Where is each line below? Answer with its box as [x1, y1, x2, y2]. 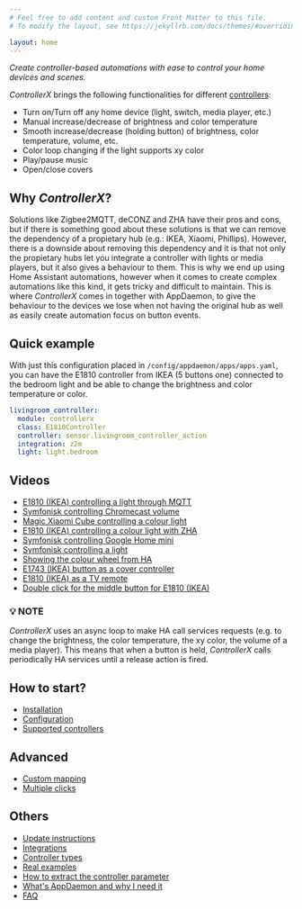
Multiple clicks [22, 782, 76, 793]
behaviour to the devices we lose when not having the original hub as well [9, 301, 283, 311]
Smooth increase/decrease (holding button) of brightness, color [22, 126, 259, 137]
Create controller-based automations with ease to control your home [9, 62, 265, 73]
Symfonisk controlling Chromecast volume [22, 506, 180, 517]
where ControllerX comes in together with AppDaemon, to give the [9, 291, 256, 301]
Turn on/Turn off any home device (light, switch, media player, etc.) [22, 107, 272, 118]
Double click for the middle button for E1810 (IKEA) [22, 582, 210, 594]
